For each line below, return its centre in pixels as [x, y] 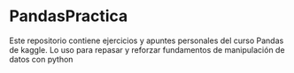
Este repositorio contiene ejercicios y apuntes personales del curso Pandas [147, 40]
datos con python [41, 59]
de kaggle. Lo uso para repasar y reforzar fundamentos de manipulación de [147, 49]
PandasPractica [69, 16]
